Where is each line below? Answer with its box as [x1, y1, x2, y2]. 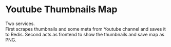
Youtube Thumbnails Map [5, 4, 118, 15]
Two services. [5, 20, 35, 27]
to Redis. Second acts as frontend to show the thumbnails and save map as [5, 31, 164, 37]
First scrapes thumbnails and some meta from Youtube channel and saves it [5, 26, 166, 32]
